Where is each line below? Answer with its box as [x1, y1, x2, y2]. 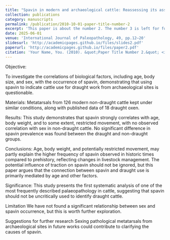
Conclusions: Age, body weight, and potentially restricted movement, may [5, 146, 159, 152]
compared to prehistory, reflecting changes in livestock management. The [5, 156, 159, 162]
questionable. [5, 89, 34, 95]
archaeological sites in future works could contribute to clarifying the [5, 223, 149, 229]
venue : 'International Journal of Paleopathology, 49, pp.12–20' [5, 36, 146, 41]
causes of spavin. [5, 228, 42, 235]
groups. [5, 136, 22, 142]
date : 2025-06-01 [5, 31, 42, 36]
